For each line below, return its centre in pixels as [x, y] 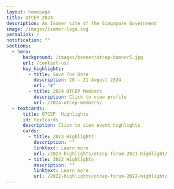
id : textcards [41, 119]
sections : [19, 46]
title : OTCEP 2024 [30, 18]
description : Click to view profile [80, 97]
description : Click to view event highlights [81, 126]
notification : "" [28, 40]
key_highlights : [43, 69]
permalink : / [23, 35]
